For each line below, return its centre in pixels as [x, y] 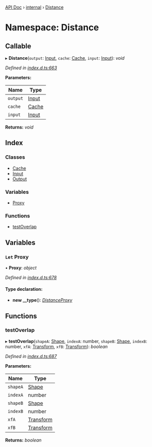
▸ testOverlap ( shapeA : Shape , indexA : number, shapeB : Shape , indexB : [76, 341]
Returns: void [19, 127]
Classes [15, 157]
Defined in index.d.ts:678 [31, 277]
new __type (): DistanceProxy [42, 300]
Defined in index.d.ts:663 [31, 68]
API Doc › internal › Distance [34, 7]
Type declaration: [24, 289]
